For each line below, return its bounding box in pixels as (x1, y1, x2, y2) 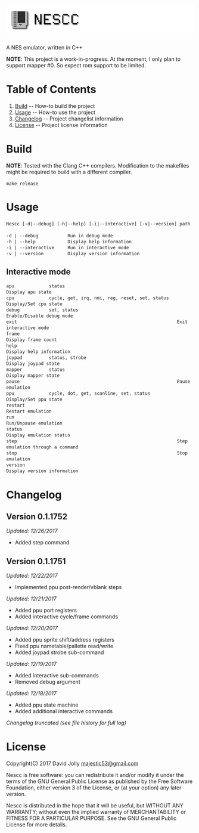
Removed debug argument (14, 679, 80, 686)
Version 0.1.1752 (6, 512, 68, 522)
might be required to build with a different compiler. (6, 168, 132, 175)
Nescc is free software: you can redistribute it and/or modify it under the (6, 772, 185, 779)
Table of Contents (6, 82, 97, 96)
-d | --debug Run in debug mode (6, 233, 113, 239)
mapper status (6, 367, 66, 373)
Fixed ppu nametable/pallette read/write (14, 643, 114, 650)
